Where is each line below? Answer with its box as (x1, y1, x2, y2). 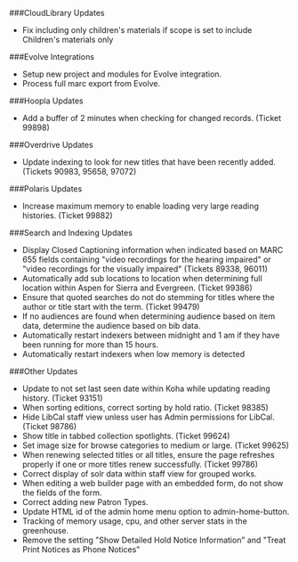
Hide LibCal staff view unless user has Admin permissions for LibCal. (21, 411, 275, 422)
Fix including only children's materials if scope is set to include (21, 25, 253, 35)
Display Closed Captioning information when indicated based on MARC (21, 245, 284, 255)
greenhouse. (21, 525, 69, 535)
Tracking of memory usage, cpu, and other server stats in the (21, 516, 247, 526)
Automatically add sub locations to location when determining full (21, 273, 262, 283)
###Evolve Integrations (9, 52, 95, 61)
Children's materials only (21, 35, 114, 45)
